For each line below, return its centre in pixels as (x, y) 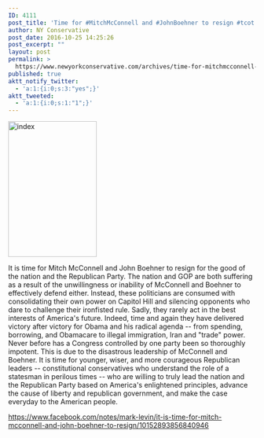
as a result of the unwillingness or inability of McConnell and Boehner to (125, 285)
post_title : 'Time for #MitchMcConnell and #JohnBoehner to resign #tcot (132, 23)
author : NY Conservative (49, 30)
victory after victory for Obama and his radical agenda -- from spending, (126, 326)
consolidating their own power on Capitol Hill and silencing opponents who (129, 302)
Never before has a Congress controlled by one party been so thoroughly (127, 344)
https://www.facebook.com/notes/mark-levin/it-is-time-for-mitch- (115, 417)
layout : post (29, 52)
